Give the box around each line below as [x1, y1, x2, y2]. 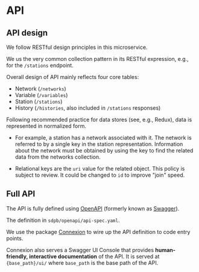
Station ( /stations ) [14, 98, 63, 105]
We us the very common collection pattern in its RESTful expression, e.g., [6, 55, 189, 62]
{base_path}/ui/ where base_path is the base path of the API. [6, 259, 159, 266]
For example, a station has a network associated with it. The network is [14, 134, 192, 141]
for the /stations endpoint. [6, 62, 74, 69]
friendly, [6, 253, 28, 260]
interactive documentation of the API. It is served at [29, 253, 160, 260]
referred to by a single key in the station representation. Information [14, 141, 183, 148]
